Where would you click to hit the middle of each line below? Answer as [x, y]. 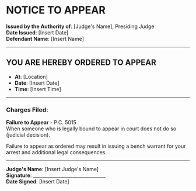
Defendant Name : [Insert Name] [45, 39]
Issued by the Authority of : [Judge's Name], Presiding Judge [80, 26]
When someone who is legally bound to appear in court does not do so [91, 129]
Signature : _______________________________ [56, 175]
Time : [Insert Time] [38, 89]
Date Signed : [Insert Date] [38, 182]
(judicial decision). [28, 135]
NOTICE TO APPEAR [56, 10]
